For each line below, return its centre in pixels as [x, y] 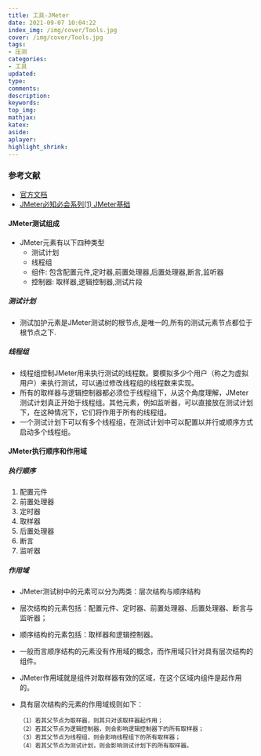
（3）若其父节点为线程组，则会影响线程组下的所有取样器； [100, 738]
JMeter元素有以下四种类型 [62, 242]
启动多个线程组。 [47, 432]
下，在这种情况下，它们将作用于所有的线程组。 [95, 412]
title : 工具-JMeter [39, 15]
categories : [27, 60]
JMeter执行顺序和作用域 [48, 451]
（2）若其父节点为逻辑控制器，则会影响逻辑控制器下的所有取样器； [112, 729]
